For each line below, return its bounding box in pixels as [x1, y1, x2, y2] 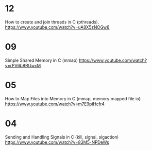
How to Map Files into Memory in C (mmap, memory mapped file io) [5, 95, 141, 101]
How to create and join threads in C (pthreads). [5, 19, 100, 25]
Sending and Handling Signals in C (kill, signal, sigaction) [5, 134, 119, 140]
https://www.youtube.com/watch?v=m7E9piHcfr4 [5, 101, 105, 107]
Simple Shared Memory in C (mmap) [5, 57, 78, 63]
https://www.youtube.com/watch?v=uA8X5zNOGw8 [5, 24, 110, 30]
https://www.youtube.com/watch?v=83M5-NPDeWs [5, 139, 109, 145]
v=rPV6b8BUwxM [5, 62, 41, 68]
